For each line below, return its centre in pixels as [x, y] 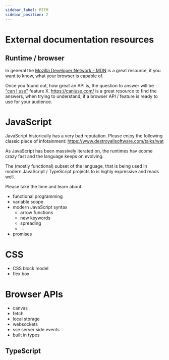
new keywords [35, 218]
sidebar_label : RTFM [27, 10]
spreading [31, 223]
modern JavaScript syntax [40, 207]
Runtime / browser [35, 58]
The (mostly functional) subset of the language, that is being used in [76, 166]
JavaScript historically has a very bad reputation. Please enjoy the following [84, 136]
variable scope [28, 202]
